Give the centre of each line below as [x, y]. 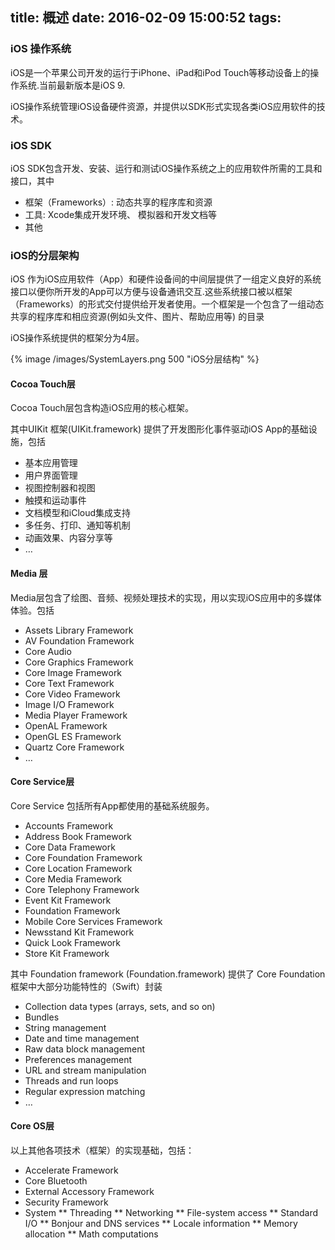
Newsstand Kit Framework [79, 932]
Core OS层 [32, 1126]
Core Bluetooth [56, 1181]
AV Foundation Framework [79, 640]
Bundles [42, 1017]
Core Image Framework [73, 672]
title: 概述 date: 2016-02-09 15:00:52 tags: [146, 18]
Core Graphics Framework [79, 662]
